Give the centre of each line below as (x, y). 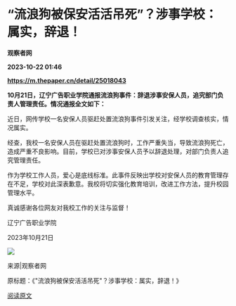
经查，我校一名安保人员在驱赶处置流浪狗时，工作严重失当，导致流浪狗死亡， (118, 142)
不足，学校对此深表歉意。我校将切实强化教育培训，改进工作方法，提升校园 (121, 184)
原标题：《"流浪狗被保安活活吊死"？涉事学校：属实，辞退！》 (95, 280)
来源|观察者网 (27, 265)
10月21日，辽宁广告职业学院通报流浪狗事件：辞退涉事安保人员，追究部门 (112, 95)
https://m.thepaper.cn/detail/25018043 (67, 80)
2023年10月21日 (31, 237)
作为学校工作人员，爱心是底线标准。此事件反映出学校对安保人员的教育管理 (115, 175)
